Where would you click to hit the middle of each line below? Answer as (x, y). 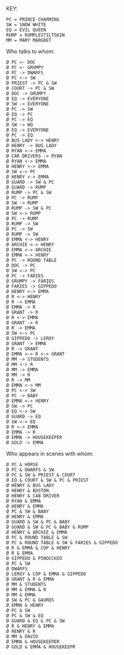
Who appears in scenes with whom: (50, 454)
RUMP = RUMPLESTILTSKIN (36, 35)
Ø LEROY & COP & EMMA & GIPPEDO (46, 574)
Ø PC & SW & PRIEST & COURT (41, 475)
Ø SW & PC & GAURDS (30, 600)
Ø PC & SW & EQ (25, 616)
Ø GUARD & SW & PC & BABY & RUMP (47, 527)
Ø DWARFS (17, 569)
